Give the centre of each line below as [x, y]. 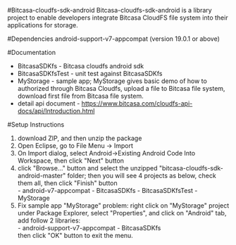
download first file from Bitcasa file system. [80, 96]
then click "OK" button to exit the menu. [75, 235]
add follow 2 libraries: [49, 220]
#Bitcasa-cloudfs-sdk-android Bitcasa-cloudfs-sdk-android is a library [110, 10]
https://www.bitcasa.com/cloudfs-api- [137, 103]
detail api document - [49, 103]
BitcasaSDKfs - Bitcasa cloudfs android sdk [81, 66]
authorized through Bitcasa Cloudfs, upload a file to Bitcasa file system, [121, 88]
